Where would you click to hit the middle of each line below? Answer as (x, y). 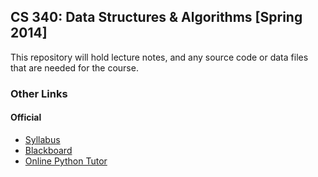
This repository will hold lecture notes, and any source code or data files (159, 57)
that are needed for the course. (74, 67)
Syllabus (42, 139)
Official (26, 117)
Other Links (39, 93)
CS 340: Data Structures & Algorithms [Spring (156, 17)
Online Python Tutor (66, 161)
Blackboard (48, 150)
